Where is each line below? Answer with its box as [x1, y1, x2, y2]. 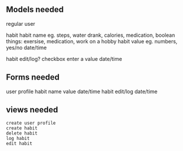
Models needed [6, 5, 64, 15]
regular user [6, 20, 36, 27]
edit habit [6, 140, 33, 147]
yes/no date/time [6, 44, 47, 51]
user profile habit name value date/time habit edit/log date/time [6, 88, 158, 95]
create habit [6, 125, 38, 131]
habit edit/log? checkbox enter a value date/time [6, 55, 122, 62]
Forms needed [6, 73, 60, 83]
